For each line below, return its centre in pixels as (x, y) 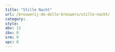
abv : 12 (13, 28)
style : (12, 24)
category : (15, 19)
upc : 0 (12, 42)
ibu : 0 (12, 33)
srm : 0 (12, 38)
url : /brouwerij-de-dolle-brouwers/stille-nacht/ (58, 14)
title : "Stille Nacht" (29, 10)
